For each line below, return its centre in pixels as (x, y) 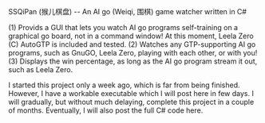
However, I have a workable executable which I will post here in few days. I (131, 93)
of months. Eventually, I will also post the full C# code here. (106, 110)
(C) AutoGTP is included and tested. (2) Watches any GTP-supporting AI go (132, 44)
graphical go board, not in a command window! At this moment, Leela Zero (131, 36)
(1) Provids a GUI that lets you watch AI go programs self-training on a (123, 27)
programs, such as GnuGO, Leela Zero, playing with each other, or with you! (133, 53)
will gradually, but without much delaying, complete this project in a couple (131, 102)
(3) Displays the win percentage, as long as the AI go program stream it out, (133, 61)
